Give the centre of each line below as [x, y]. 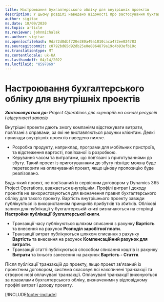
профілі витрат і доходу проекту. [39, 285]
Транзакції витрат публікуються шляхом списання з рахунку [76, 234]
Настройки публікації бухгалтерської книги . [53, 214]
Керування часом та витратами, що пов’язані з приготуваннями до [82, 158]
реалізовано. [26, 173]
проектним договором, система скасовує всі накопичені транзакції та [79, 270]
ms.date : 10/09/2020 [26, 23]
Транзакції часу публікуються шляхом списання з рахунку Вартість [83, 224]
